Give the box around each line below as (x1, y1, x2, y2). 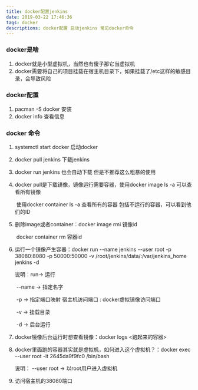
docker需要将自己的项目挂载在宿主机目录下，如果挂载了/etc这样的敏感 (14, 67, 186, 74)
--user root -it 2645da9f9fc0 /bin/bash (14, 353, 110, 360)
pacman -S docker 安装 (14, 105, 72, 113)
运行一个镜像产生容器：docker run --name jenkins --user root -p (14, 246, 172, 253)
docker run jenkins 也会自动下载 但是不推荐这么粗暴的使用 (14, 168, 156, 176)
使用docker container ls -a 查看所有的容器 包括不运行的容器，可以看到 (16, 201, 187, 208)
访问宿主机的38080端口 (14, 378, 72, 385)
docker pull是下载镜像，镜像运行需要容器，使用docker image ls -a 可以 (14, 181, 187, 189)
